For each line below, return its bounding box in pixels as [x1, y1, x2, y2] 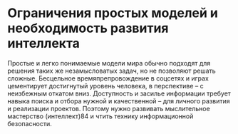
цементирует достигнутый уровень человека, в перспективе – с [7, 81, 205, 90]
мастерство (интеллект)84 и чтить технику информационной [7, 112, 194, 120]
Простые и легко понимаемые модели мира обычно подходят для [7, 58, 211, 67]
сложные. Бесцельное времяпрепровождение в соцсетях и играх [7, 73, 209, 83]
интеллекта [7, 36, 81, 51]
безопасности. [7, 119, 52, 128]
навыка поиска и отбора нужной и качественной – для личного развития [7, 96, 230, 105]
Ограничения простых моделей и [7, 5, 219, 21]
